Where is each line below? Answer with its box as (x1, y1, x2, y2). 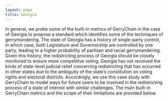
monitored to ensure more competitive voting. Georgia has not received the (5, 58, 160, 64)
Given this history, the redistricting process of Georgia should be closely (5, 52, 154, 58)
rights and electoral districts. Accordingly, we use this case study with (5, 74, 150, 80)
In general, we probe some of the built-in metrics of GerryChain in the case (5, 26, 160, 32)
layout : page (5, 7, 33, 13)
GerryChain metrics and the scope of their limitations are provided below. (5, 90, 157, 96)
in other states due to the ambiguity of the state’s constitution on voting (5, 68, 153, 74)
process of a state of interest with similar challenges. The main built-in (5, 84, 150, 90)
